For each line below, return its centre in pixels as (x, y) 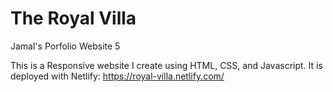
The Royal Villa (73, 18)
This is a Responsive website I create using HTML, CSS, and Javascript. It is (166, 65)
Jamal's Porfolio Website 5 (65, 46)
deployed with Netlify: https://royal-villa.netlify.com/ (117, 76)
